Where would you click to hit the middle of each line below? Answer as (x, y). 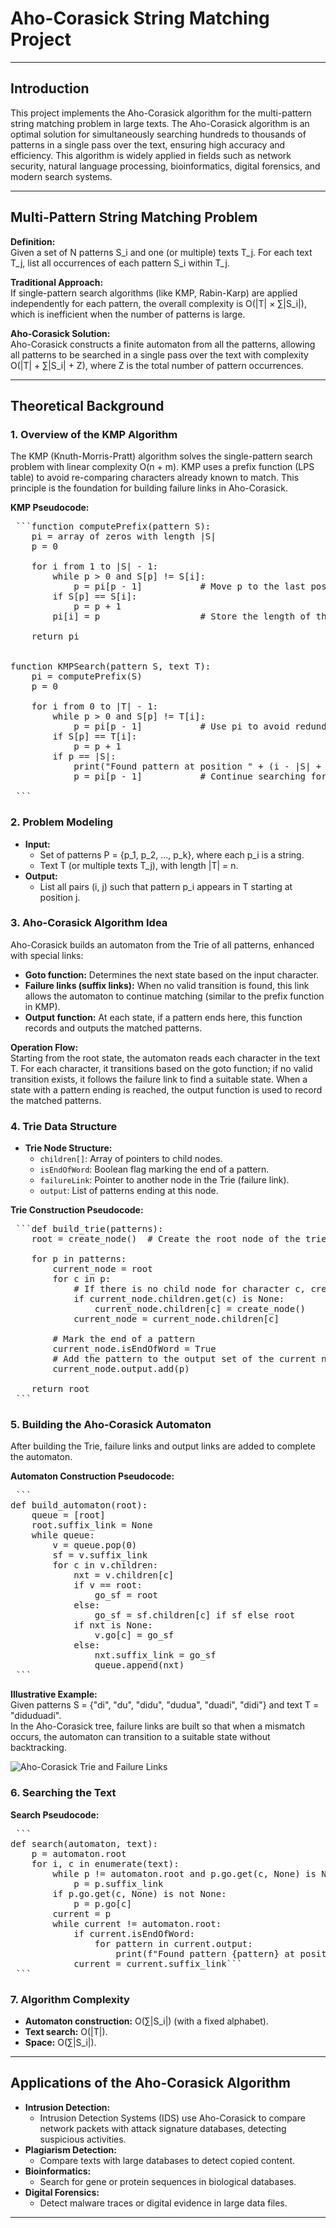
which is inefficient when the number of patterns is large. (128, 314)
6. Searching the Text (63, 1793)
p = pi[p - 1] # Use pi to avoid (181, 726)
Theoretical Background (87, 405)
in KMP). (42, 1006)
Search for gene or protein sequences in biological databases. (168, 2181)
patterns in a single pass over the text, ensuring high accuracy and (148, 144)
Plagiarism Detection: (70, 2149)
